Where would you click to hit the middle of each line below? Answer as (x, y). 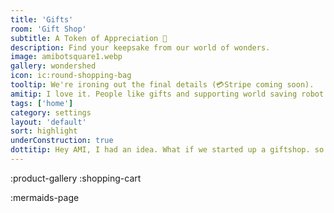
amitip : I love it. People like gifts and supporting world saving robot (167, 94)
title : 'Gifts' (42, 19)
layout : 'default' (48, 122)
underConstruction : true (62, 141)
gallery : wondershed (53, 66)
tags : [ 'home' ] (42, 103)
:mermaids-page (45, 197)
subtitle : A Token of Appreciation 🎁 (89, 38)
